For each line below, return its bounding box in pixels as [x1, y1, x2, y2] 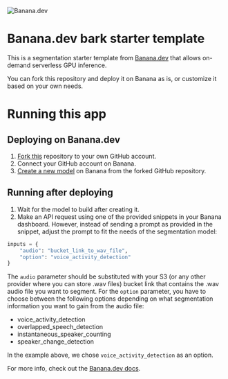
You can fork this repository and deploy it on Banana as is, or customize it [7, 74, 217, 82]
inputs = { [7, 240, 39, 247]
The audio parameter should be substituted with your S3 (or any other [7, 272, 206, 281]
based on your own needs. [7, 82, 84, 90]
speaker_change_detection [17, 337, 95, 346]
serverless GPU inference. [32, 61, 107, 69]
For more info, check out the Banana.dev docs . [7, 364, 141, 373]
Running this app [7, 106, 107, 122]
